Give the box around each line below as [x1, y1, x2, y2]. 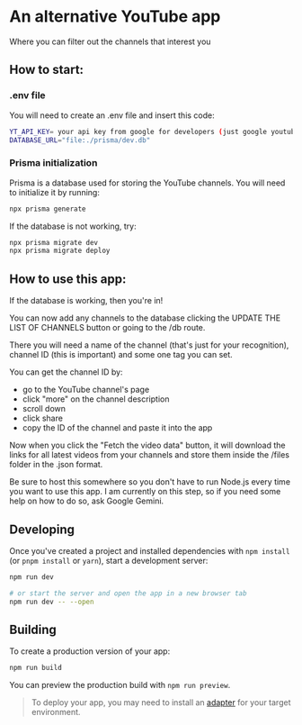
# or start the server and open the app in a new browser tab [9, 588, 247, 598]
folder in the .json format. [9, 459, 103, 470]
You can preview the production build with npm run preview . [9, 680, 231, 691]
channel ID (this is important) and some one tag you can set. [9, 349, 234, 360]
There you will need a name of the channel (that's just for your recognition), [9, 340, 289, 350]
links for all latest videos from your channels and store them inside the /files [9, 449, 290, 460]
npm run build [9, 664, 63, 673]
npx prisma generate [9, 204, 87, 213]
